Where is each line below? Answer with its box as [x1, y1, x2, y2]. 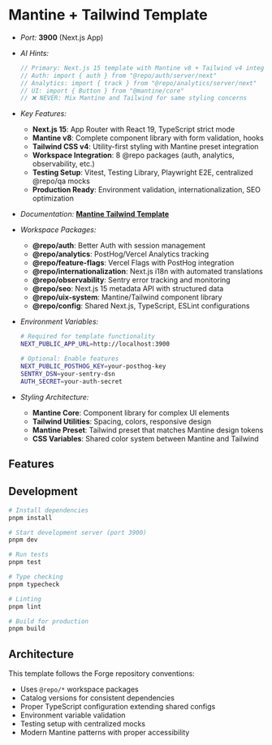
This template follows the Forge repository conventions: [8, 669, 195, 678]
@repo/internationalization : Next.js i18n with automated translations [32, 266, 264, 277]
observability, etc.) [32, 159, 95, 169]
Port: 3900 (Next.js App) [19, 32, 104, 42]
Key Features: [19, 109, 67, 118]
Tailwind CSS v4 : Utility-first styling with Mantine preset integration [32, 142, 259, 152]
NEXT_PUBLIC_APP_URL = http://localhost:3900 [19, 340, 171, 348]
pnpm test [8, 558, 42, 566]
